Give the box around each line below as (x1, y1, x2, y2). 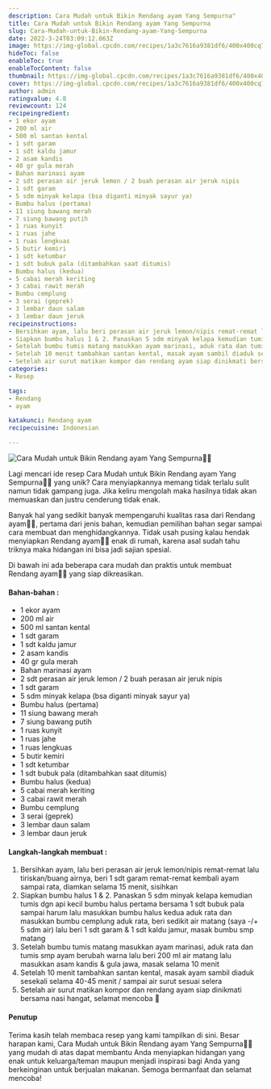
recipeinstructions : (8, 320, 78, 328)
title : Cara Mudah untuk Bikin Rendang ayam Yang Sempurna (8, 19, 211, 27)
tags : (8, 387, 27, 395)
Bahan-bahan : (8, 587, 60, 597)
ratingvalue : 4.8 (8, 95, 67, 103)
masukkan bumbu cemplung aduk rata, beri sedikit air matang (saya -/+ (19, 916, 259, 926)
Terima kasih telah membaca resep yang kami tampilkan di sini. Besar (8, 1030, 240, 1040)
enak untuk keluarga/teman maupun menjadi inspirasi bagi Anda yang (8, 1056, 240, 1066)
